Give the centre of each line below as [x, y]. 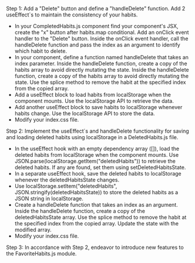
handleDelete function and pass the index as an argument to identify [97, 45]
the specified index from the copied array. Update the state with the [97, 223]
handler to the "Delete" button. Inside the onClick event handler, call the [101, 38]
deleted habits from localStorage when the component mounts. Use [97, 155]
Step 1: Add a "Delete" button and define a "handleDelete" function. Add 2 [96, 9]
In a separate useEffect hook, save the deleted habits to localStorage [98, 173]
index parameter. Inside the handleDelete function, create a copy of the [101, 63]
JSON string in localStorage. [49, 198]
